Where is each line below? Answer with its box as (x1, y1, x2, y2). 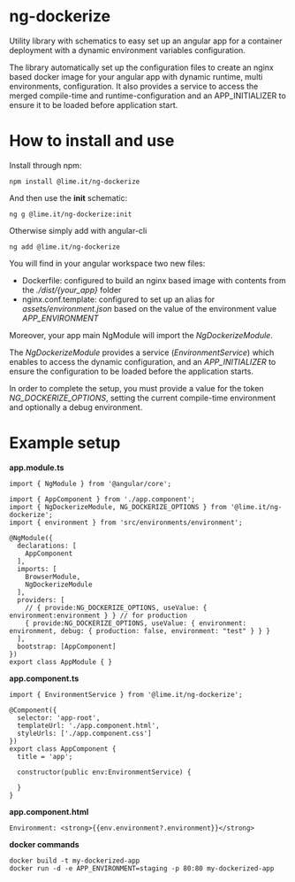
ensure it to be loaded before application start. (9, 99, 178, 110)
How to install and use (9, 131, 175, 151)
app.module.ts (9, 462, 64, 473)
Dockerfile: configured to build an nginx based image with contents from (21, 275, 286, 285)
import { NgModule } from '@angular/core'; (9, 479, 172, 488)
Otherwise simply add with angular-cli (9, 225, 147, 236)
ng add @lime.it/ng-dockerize (9, 242, 121, 251)
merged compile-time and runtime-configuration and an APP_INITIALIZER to (9, 90, 287, 101)
